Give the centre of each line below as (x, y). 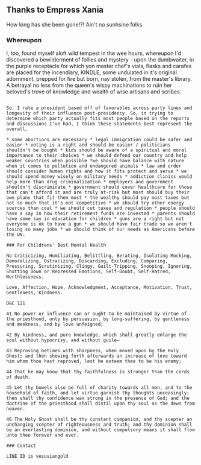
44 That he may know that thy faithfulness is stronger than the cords (98, 372)
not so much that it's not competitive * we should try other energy (95, 203)
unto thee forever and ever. (43, 435)
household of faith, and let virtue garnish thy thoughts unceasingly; (98, 393)
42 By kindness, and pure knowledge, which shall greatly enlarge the (97, 335)
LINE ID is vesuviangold (37, 457)
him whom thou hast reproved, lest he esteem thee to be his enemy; (94, 361)
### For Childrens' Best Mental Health (56, 245)
